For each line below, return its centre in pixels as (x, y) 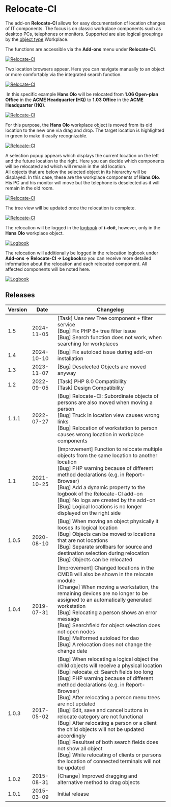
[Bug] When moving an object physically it (108, 521)
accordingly (72, 735)
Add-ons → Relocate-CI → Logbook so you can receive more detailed (78, 258)
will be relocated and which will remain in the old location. (66, 166)
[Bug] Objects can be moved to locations (106, 534)
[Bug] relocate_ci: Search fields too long (105, 672)
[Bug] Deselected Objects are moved (102, 367)
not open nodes (76, 631)
